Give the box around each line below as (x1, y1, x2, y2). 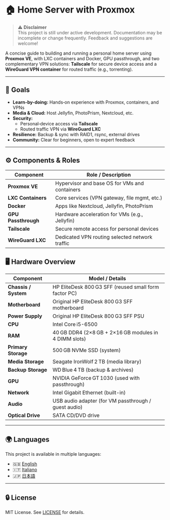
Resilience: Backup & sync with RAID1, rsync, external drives (12, 131, 140, 137)
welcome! (17, 40, 38, 46)
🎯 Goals (5, 85, 30, 94)
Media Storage (8, 358, 44, 365)
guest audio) (52, 404, 83, 411)
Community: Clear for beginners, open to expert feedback (12, 137, 135, 143)
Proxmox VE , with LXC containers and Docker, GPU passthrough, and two (5, 55, 160, 61)
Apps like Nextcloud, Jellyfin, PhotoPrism (55, 202, 153, 209)
